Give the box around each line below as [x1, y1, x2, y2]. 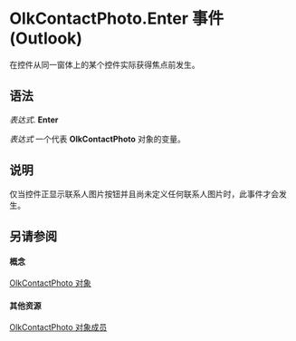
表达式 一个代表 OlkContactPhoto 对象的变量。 [9, 133, 186, 144]
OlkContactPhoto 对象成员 [9, 322, 108, 333]
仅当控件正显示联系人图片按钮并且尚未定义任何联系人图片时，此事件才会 [9, 188, 279, 200]
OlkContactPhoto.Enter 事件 [9, 8, 224, 29]
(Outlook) [9, 28, 83, 49]
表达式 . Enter [9, 114, 59, 125]
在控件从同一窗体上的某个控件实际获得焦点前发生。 [9, 59, 200, 70]
